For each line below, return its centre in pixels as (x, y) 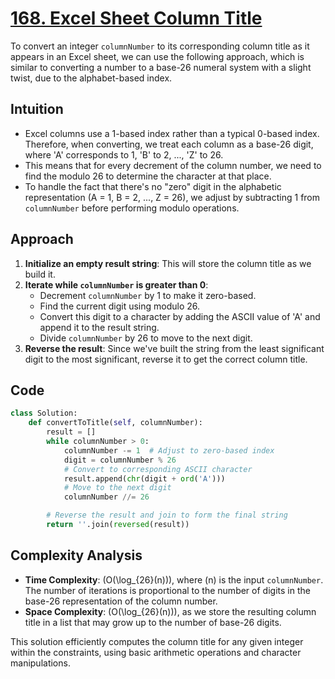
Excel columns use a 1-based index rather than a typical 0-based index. (172, 133)
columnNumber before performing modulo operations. (132, 208)
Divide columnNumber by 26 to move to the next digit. (146, 338)
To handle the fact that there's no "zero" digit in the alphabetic (153, 186)
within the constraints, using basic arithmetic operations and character (156, 652)
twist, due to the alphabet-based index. (91, 78)
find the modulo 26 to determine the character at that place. (148, 176)
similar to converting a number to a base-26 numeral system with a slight (161, 67)
